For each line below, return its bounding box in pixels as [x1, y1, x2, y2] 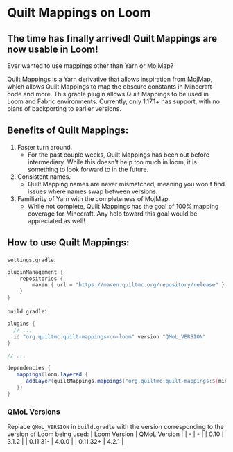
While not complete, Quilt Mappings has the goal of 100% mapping [27, 202, 219, 210]
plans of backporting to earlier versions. [7, 105, 121, 112]
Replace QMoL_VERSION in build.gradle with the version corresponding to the [7, 423, 224, 431]
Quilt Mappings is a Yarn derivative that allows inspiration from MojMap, [7, 75, 213, 83]
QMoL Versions [7, 407, 60, 417]
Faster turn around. [17, 143, 73, 151]
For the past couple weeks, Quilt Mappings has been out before [27, 150, 210, 159]
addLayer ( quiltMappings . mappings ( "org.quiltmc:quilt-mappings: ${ [25, 378, 218, 385]
